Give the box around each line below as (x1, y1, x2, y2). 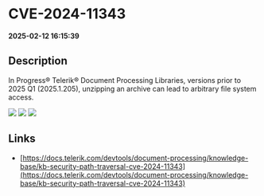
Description (8, 54, 68, 68)
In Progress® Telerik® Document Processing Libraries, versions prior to (8, 75, 241, 84)
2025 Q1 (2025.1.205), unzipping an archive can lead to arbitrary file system (8, 84, 257, 93)
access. (8, 92, 34, 102)
